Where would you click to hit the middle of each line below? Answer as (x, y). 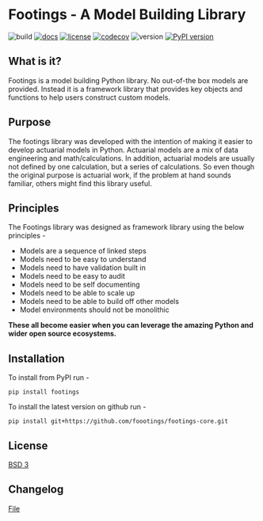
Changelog (36, 490)
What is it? (35, 61)
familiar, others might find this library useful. (80, 183)
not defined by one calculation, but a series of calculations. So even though (131, 166)
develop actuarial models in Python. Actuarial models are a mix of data (124, 150)
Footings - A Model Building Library (127, 15)
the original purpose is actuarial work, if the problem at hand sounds (120, 175)
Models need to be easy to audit (72, 276)
